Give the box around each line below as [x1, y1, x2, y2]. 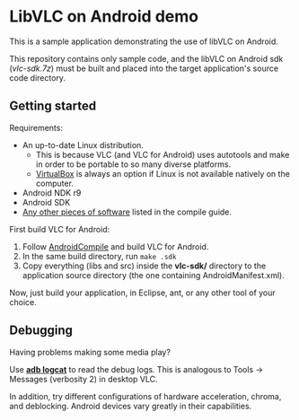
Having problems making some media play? [9, 346, 171, 357]
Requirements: [9, 122, 63, 133]
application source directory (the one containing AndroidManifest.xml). [22, 269, 285, 280]
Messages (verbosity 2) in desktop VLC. [9, 373, 159, 384]
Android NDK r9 [22, 187, 82, 198]
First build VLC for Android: [9, 223, 110, 234]
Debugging [9, 323, 74, 338]
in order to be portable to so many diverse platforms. [35, 159, 232, 170]
